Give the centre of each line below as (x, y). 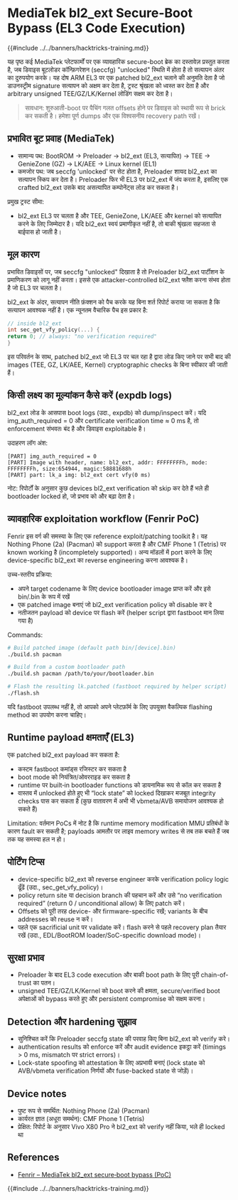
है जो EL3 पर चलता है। (35, 288)
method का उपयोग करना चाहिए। (47, 714)
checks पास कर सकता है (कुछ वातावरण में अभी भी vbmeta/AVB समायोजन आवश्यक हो (120, 800)
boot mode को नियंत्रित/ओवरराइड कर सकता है (74, 777)
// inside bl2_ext (34, 323)
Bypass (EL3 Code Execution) (97, 28)
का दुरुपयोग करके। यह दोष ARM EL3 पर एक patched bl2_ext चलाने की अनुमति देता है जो (116, 77)
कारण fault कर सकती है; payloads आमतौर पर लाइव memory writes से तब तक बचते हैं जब (118, 831)
